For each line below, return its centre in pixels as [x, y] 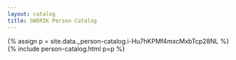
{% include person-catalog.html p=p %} [66, 49]
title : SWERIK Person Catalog [52, 21]
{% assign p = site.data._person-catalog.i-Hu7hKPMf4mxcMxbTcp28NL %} [118, 41]
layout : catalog [31, 14]
